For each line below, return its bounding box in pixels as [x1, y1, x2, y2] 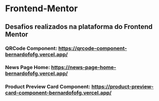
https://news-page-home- [51, 64, 117, 71]
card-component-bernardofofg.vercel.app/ [5, 89, 112, 96]
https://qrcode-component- [58, 45, 127, 51]
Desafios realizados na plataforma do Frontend [5, 23, 153, 31]
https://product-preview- [91, 83, 154, 90]
